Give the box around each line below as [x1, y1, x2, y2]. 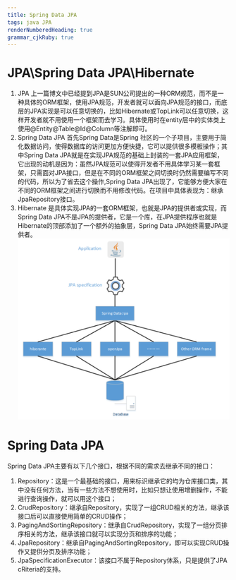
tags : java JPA [7, 18, 52, 26]
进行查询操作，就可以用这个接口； [17, 494, 117, 502]
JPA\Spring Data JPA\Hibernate [7, 65, 195, 81]
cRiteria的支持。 [17, 564, 65, 573]
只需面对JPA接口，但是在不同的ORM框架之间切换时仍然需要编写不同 [30, 169, 229, 177]
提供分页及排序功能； [30, 547, 92, 555]
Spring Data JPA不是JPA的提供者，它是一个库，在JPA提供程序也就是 [17, 212, 218, 222]
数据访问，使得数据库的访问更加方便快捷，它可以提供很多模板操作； [23, 142, 222, 151]
